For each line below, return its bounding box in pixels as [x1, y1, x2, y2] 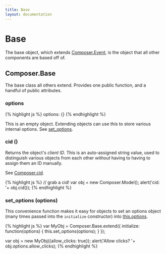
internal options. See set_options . [5, 126, 73, 132]
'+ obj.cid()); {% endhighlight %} [5, 184, 72, 191]
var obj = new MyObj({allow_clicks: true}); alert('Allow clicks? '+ [5, 238, 136, 244]
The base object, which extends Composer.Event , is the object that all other [5, 50, 160, 55]
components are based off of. [5, 55, 66, 61]
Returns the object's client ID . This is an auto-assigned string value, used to [5, 150, 160, 155]
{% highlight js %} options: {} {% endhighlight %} [5, 111, 106, 117]
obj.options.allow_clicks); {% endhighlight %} [5, 243, 98, 249]
